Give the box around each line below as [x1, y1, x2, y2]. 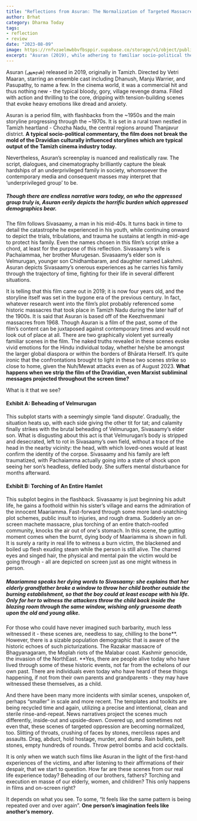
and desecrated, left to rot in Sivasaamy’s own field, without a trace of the [6, 438, 184, 445]
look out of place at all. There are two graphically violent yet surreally [6, 331, 174, 338]
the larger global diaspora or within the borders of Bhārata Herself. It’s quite [6, 350, 189, 357]
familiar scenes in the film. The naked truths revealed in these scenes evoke [6, 338, 189, 345]
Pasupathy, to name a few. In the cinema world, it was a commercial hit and [6, 81, 188, 88]
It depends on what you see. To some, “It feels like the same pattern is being [6, 795, 191, 803]
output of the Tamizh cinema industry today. [6, 142, 117, 150]
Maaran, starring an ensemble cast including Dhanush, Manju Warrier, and [6, 75, 186, 82]
